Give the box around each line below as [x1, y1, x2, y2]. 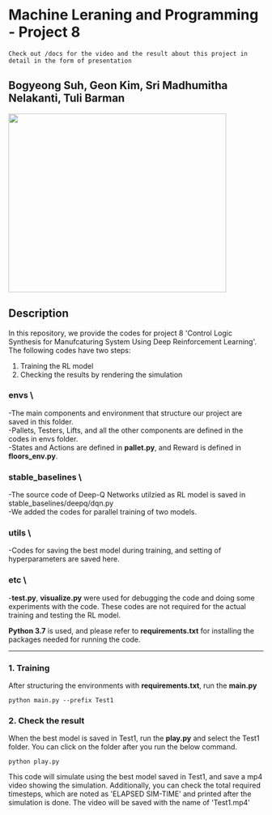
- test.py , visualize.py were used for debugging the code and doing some [8, 593, 255, 603]
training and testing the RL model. [8, 610, 121, 620]
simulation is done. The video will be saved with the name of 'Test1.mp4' [8, 798, 251, 808]
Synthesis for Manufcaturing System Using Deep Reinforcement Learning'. [8, 336, 257, 346]
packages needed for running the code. [8, 634, 141, 644]
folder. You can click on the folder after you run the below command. [8, 742, 237, 752]
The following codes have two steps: [8, 345, 131, 355]
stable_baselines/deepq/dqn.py [8, 498, 114, 508]
